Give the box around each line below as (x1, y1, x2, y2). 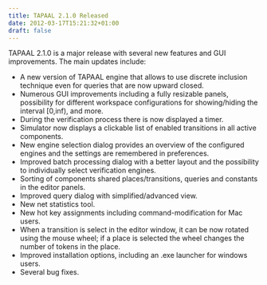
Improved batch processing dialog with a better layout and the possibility (19, 157, 259, 167)
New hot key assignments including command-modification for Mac (19, 208, 243, 218)
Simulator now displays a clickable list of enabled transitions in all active (19, 123, 257, 133)
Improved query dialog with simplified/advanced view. (19, 191, 198, 200)
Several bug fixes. (19, 267, 80, 277)
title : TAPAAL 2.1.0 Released (8, 11, 109, 20)
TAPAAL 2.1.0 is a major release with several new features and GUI (8, 49, 226, 58)
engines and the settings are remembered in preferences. (19, 148, 210, 158)
